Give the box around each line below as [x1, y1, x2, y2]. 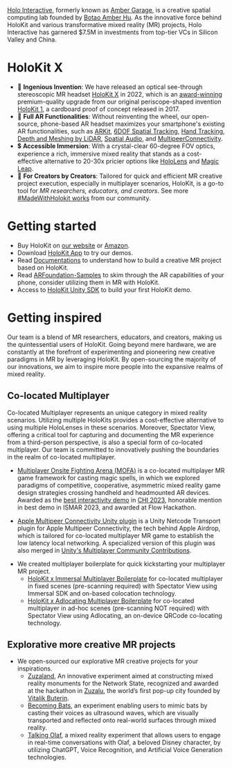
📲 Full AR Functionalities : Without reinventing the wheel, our [17, 112, 190, 120]
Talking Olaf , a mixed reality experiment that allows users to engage [27, 731, 222, 740]
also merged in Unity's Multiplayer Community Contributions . [17, 546, 192, 555]
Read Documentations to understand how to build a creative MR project [17, 256, 222, 264]
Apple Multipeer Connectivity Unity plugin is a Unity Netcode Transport [17, 516, 221, 525]
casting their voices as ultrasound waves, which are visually [27, 709, 199, 717]
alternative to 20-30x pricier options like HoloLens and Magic [44, 156, 220, 165]
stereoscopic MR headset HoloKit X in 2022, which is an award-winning [17, 90, 223, 98]
